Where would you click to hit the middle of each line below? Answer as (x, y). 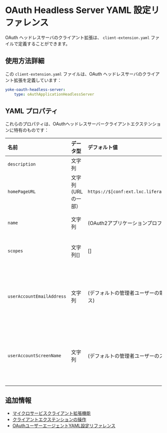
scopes (15, 251)
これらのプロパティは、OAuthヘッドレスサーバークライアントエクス (75, 124)
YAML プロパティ (32, 111)
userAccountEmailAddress (37, 297)
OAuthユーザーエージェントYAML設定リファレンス (64, 426)
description (22, 164)
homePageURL (22, 192)
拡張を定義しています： (38, 80)
